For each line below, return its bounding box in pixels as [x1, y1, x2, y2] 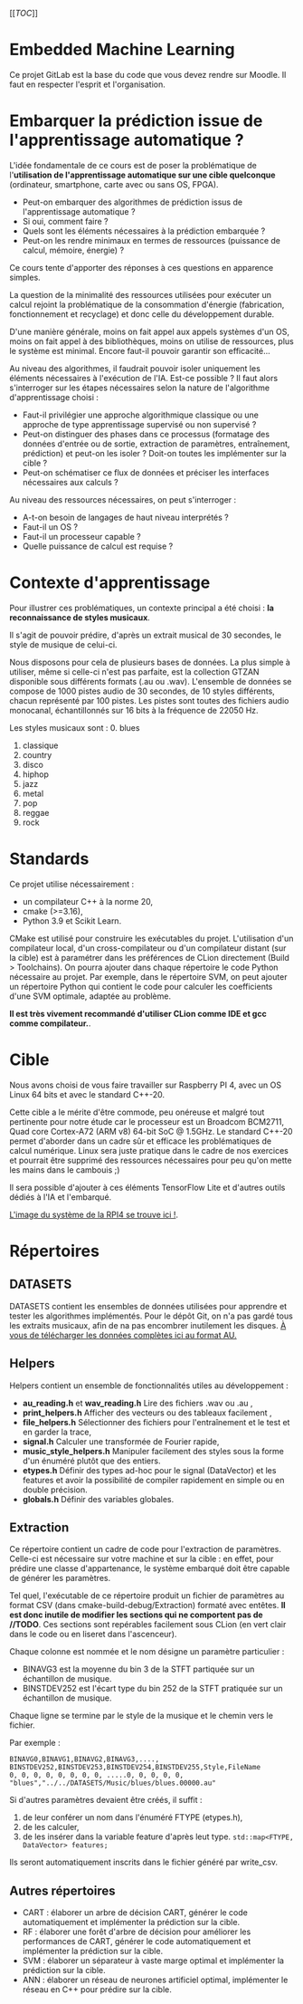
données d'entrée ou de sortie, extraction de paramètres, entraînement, [22, 438, 290, 449]
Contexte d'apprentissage [9, 572, 211, 593]
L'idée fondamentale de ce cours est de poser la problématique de [9, 159, 258, 170]
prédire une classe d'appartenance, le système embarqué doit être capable [9, 1563, 290, 1574]
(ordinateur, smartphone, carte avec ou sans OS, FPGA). [9, 178, 219, 189]
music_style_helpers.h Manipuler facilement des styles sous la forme [22, 1445, 285, 1456]
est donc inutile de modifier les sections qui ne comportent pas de [9, 1609, 264, 1620]
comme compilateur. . [9, 1018, 91, 1029]
